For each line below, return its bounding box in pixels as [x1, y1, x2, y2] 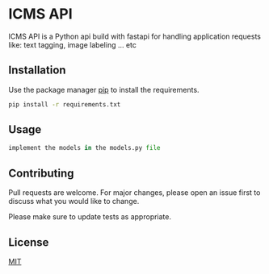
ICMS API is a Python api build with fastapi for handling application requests [8, 31, 261, 41]
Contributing [8, 166, 74, 180]
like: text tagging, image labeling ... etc [8, 39, 137, 49]
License [8, 235, 49, 249]
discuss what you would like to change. [8, 197, 140, 206]
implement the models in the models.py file [8, 144, 161, 152]
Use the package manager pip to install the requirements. [8, 85, 200, 94]
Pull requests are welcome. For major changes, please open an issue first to [8, 188, 261, 197]
